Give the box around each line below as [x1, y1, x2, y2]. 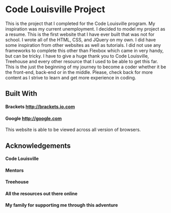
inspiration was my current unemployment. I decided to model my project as [5, 25, 165, 32]
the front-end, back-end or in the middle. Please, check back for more [5, 69, 153, 75]
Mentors [5, 167, 24, 173]
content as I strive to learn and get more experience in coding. [5, 74, 136, 81]
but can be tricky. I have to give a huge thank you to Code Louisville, [5, 52, 149, 59]
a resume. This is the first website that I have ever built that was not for [5, 31, 155, 37]
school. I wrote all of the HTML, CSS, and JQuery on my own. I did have [5, 37, 156, 43]
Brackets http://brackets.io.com [5, 103, 75, 110]
